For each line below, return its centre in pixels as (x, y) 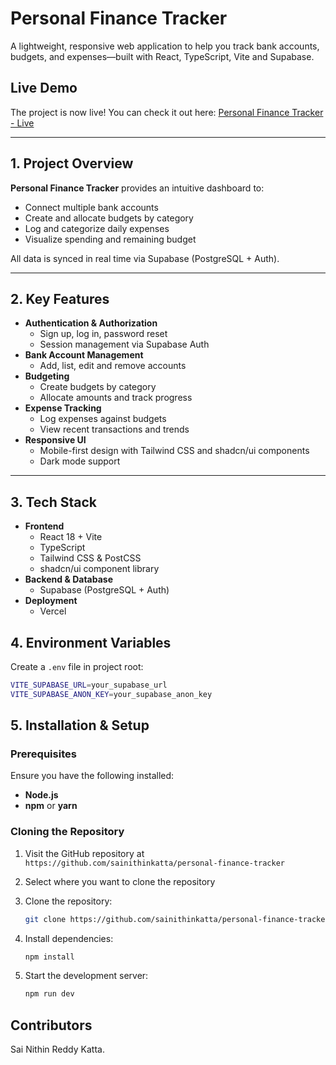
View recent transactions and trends (114, 429)
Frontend (44, 526)
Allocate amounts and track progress (116, 398)
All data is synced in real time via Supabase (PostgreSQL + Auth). (145, 258)
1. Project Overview (72, 163)
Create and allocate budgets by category (109, 218)
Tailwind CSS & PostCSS (90, 558)
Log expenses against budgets (103, 419)
